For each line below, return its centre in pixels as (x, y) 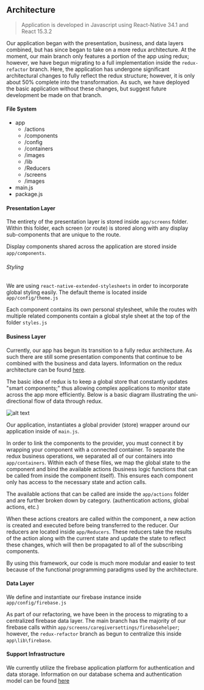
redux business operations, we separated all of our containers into (90, 456)
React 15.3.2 (37, 31)
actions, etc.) (23, 507)
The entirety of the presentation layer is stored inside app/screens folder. (97, 222)
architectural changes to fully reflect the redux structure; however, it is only (100, 75)
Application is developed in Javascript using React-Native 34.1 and (105, 24)
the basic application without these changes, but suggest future (86, 89)
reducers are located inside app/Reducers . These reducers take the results (99, 532)
